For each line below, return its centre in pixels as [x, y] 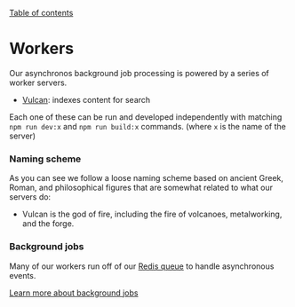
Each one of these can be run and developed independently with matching [146, 117]
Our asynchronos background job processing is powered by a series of [139, 73]
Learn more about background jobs [74, 293]
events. [23, 275]
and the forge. [48, 224]
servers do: [30, 197]
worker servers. [38, 83]
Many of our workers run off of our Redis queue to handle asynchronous [142, 266]
